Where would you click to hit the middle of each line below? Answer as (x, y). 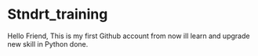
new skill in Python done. (48, 44)
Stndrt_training (58, 14)
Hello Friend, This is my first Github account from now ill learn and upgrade (129, 36)
